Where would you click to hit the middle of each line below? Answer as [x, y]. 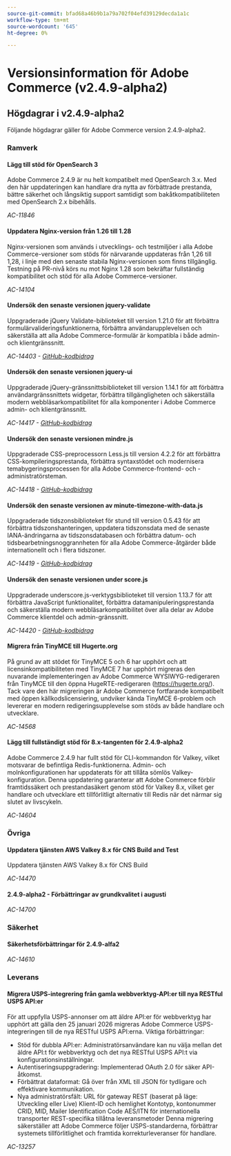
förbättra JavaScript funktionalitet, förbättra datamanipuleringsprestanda [111, 602]
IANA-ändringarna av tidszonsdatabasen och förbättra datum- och [102, 535]
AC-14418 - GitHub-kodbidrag [50, 489]
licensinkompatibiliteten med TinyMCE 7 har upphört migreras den [101, 669]
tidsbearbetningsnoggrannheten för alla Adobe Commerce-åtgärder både [112, 543]
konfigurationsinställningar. [56, 1059]
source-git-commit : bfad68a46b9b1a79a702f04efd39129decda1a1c [98, 13]
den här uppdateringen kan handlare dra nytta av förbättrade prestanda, [110, 187]
